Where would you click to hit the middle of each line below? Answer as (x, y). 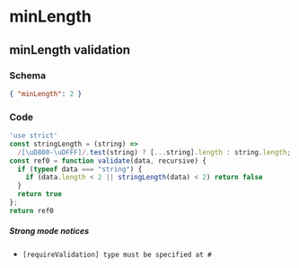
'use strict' (34, 136)
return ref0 (31, 210)
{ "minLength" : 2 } (46, 94)
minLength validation (70, 50)
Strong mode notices (49, 231)
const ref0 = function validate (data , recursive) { (108, 161)
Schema (28, 76)
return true (40, 194)
